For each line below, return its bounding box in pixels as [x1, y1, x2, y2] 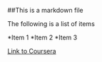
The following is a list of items [7, 20, 95, 27]
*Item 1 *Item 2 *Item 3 [7, 33, 78, 42]
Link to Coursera [7, 47, 56, 55]
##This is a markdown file [7, 6, 83, 14]
